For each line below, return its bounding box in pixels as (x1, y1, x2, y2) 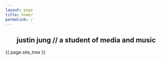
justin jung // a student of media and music (16, 36, 156, 44)
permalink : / (5, 17, 33, 22)
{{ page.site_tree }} (5, 49, 46, 55)
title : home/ (5, 12, 33, 17)
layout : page (5, 7, 33, 13)
